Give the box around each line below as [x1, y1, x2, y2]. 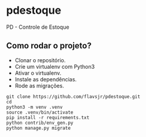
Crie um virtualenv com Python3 [14, 63, 95, 70]
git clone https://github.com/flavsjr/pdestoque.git [6, 93, 141, 99]
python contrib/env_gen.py [6, 120, 74, 126]
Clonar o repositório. [14, 56, 66, 63]
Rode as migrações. [14, 82, 65, 89]
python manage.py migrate [6, 125, 71, 131]
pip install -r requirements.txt [6, 114, 90, 120]
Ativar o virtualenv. [14, 69, 62, 77]
